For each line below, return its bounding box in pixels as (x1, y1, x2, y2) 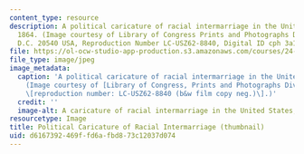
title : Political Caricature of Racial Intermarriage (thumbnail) (9, 123, 265, 132)
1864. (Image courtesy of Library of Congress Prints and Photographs (17, 30, 290, 39)
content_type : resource (9, 13, 100, 23)
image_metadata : (9, 64, 71, 73)
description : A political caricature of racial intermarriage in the (9, 22, 278, 31)
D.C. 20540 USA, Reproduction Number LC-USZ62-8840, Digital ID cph (17, 38, 281, 48)
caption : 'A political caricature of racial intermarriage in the (17, 72, 273, 82)
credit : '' (17, 97, 59, 107)
